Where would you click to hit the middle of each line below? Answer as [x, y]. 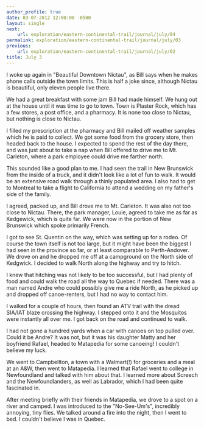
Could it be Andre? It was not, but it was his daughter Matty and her [91, 337]
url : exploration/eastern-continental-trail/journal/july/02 [96, 52]
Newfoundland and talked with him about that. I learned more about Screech [102, 374]
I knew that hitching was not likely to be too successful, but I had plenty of [100, 275]
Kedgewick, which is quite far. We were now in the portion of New [89, 219]
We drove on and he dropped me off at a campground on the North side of [100, 256]
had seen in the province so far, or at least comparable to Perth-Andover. [98, 250]
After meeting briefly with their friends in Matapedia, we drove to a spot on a [102, 399]
